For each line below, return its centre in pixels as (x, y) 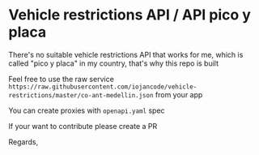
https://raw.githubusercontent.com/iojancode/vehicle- (103, 87)
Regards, (23, 142)
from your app (179, 94)
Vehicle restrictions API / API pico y (129, 15)
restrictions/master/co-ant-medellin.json (81, 95)
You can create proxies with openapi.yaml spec (87, 110)
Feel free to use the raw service (62, 79)
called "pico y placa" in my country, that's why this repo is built (114, 63)
